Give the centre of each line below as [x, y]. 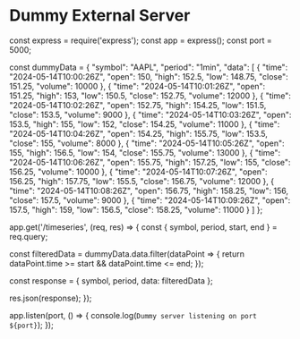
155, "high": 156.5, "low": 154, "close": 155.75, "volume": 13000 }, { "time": [145, 152]
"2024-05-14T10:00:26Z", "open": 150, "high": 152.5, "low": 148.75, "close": [149, 76]
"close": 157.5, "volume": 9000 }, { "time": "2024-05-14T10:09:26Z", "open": [150, 200]
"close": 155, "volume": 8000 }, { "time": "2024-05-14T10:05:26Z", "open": [147, 143]
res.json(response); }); [51, 298]
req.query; [29, 236]
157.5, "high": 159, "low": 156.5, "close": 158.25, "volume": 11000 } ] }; [136, 209]
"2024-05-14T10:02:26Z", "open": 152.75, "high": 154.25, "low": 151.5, [138, 105]
